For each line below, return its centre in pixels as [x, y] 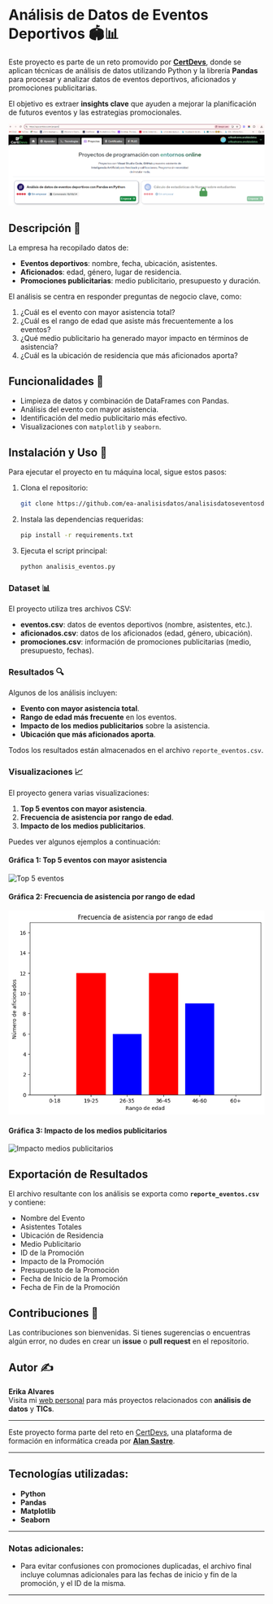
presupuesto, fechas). [57, 650]
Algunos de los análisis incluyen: [63, 693]
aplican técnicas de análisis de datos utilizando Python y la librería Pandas [133, 70]
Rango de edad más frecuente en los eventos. [98, 717]
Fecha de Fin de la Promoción [70, 1287]
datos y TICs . [31, 1409]
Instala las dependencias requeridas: [82, 519]
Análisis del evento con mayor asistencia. [89, 409]
